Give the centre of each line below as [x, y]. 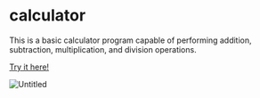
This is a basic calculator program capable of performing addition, [130, 40]
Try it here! [29, 67]
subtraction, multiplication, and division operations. [103, 49]
